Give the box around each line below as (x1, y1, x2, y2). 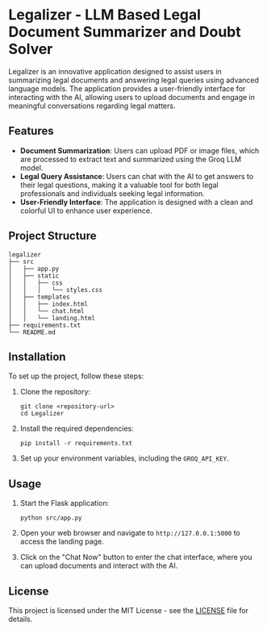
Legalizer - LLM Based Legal (8, 6, 202, 24)
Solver (8, 40, 53, 58)
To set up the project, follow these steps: (8, 371, 144, 381)
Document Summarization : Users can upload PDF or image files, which (19, 145, 260, 155)
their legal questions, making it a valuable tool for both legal (19, 180, 219, 190)
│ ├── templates (8, 293, 70, 301)
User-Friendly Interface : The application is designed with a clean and (19, 197, 253, 207)
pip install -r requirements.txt (19, 440, 133, 448)
